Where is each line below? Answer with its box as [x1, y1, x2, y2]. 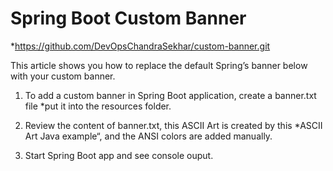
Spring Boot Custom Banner [10, 7, 247, 30]
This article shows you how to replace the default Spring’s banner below [10, 59, 308, 71]
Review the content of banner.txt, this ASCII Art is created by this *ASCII [24, 119, 323, 131]
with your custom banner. [10, 70, 116, 82]
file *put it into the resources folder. [24, 100, 172, 112]
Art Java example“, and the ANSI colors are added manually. [24, 130, 273, 142]
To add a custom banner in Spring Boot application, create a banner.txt [24, 89, 317, 101]
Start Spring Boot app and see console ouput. [24, 149, 214, 161]
